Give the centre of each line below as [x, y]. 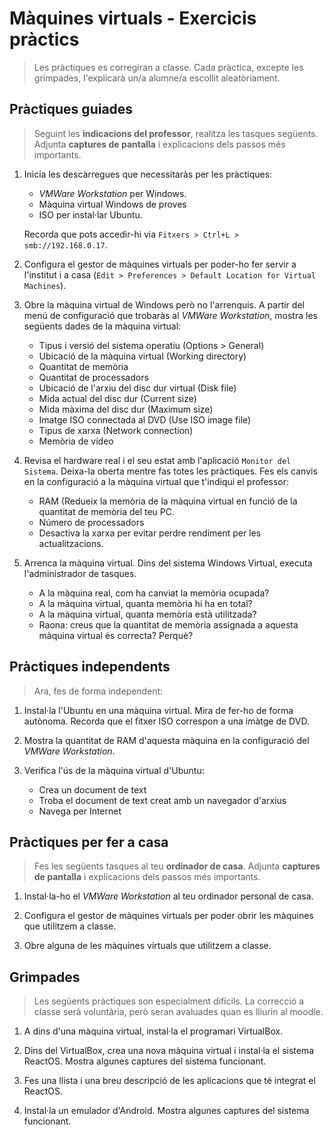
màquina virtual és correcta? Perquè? [116, 635]
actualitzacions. [71, 543]
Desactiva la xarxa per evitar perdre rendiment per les [150, 533]
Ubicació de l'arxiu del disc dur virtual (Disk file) [137, 388]
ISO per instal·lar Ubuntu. [90, 214]
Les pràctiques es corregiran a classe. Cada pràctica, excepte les [168, 67]
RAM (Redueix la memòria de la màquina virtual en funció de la [168, 501]
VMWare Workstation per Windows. [112, 193]
